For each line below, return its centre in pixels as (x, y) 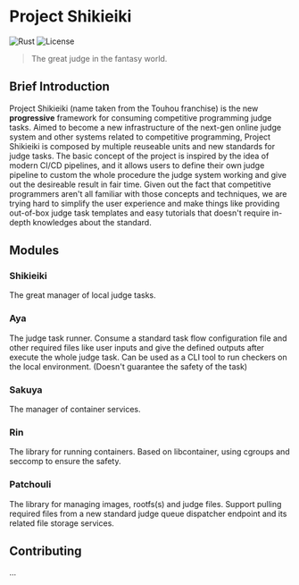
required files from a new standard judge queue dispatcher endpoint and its (148, 513)
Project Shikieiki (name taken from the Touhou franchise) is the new (134, 108)
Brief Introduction (59, 87)
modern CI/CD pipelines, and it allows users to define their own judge (137, 165)
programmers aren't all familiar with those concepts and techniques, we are (148, 193)
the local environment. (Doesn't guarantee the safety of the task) (129, 366)
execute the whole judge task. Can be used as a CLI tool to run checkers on (148, 357)
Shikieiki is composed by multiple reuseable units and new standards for (142, 146)
